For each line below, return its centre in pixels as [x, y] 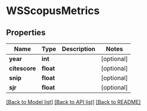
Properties [26, 33]
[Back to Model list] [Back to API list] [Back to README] [73, 102]
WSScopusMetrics [53, 11]
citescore [23, 68]
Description [78, 49]
